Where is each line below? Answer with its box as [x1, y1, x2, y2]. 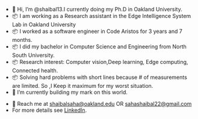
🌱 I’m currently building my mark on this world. [11, 89, 128, 96]
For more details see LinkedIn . [11, 106, 87, 114]
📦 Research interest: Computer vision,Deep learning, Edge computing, [11, 59, 188, 65]
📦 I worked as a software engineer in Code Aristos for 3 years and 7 [11, 28, 182, 35]
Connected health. [11, 67, 58, 74]
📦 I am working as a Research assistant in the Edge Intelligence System [11, 13, 191, 19]
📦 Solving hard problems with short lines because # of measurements [11, 74, 188, 81]
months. [11, 36, 33, 43]
